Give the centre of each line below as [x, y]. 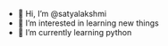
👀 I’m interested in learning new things [88, 23]
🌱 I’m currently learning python [75, 32]
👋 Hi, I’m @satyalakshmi [62, 14]
